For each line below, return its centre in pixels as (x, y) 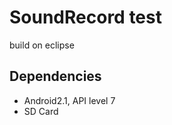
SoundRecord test (85, 17)
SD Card (41, 111)
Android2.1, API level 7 (69, 100)
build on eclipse (42, 45)
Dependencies (55, 76)
